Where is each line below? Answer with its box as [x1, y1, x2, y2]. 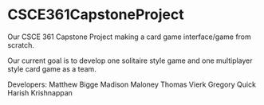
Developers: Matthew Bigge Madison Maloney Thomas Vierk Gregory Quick [7, 80, 257, 89]
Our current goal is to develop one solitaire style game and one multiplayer [7, 56, 253, 65]
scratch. [7, 40, 35, 49]
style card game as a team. [7, 64, 97, 73]
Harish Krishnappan [7, 87, 73, 97]
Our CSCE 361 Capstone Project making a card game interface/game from [7, 32, 252, 41]
